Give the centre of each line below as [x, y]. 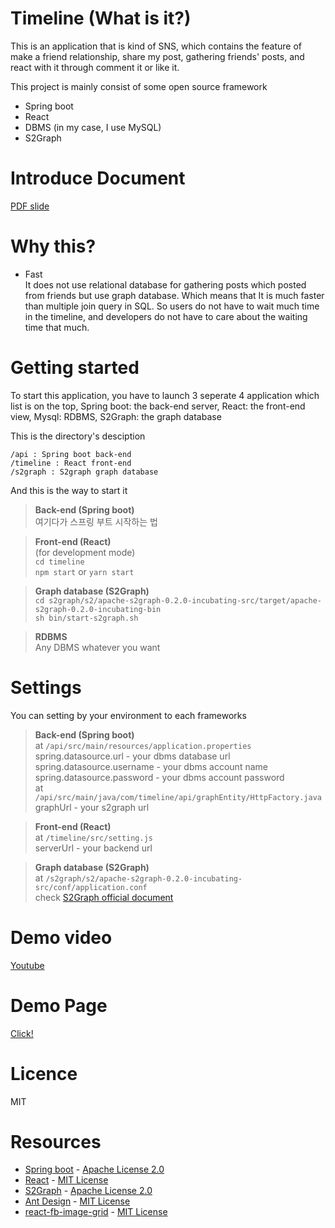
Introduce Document [98, 178]
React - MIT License [66, 1180]
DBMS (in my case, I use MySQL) [93, 127]
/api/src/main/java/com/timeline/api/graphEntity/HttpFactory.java [178, 797]
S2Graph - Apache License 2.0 [88, 1191]
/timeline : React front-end [71, 463]
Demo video [61, 937]
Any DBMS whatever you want [97, 647]
